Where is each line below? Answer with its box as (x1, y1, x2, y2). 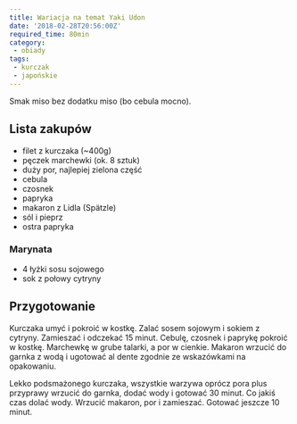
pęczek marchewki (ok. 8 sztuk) (21, 154, 140, 165)
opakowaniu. (9, 361, 56, 371)
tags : (9, 54, 29, 63)
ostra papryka (21, 220, 74, 232)
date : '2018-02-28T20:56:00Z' (9, 21, 122, 30)
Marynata (9, 243, 53, 255)
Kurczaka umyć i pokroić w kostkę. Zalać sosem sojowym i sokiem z (9, 322, 260, 333)
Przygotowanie (9, 299, 95, 314)
